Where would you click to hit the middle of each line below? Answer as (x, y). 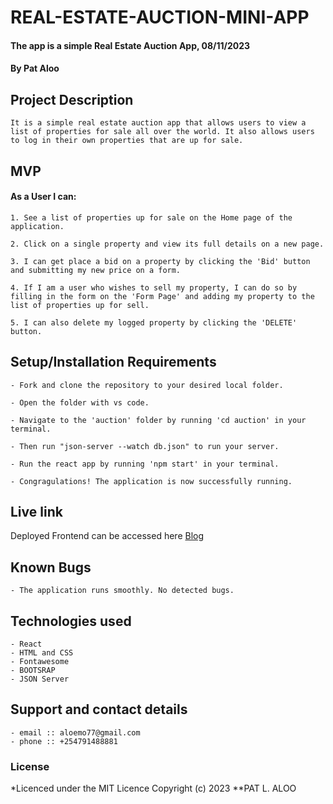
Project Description (72, 99)
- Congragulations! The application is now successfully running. (151, 481)
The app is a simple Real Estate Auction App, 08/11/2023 (130, 45)
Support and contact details (99, 709)
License (30, 766)
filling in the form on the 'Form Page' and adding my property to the (162, 296)
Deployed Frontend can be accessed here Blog (107, 536)
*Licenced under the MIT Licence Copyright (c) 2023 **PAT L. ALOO (153, 788)
